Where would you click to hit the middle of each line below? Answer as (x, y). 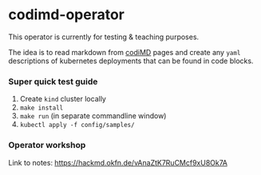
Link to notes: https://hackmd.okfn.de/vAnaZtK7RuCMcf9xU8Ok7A (118, 162)
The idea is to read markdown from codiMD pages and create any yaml (125, 52)
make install (42, 108)
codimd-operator (67, 15)
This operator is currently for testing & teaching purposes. (104, 37)
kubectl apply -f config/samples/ (77, 125)
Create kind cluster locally (63, 99)
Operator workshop (47, 145)
